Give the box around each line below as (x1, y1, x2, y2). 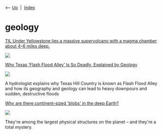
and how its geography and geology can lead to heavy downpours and (5, 86, 147, 91)
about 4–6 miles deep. (5, 43, 50, 49)
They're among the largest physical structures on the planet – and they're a (5, 119, 156, 125)
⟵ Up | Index (5, 5, 36, 10)
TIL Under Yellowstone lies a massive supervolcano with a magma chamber (5, 38, 157, 44)
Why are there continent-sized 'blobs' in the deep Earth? (5, 100, 119, 106)
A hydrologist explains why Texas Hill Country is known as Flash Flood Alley (5, 80, 158, 86)
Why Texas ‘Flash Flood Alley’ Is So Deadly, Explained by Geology (5, 62, 138, 67)
